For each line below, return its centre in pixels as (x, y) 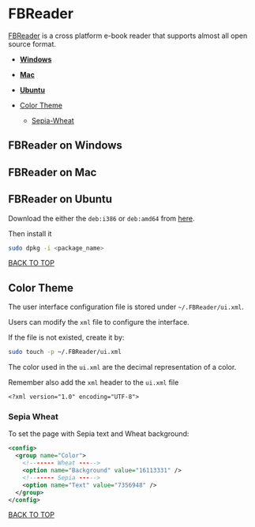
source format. (32, 43)
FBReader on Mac (52, 172)
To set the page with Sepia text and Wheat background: (99, 434)
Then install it (30, 233)
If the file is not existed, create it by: (66, 337)
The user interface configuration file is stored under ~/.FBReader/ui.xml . (126, 307)
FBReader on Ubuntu (60, 200)
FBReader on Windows (65, 146)
